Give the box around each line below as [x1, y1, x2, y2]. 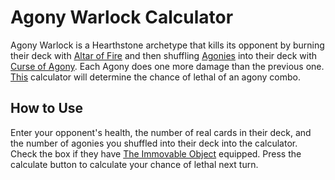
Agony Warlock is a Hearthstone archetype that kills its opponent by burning [10, 39, 325, 51]
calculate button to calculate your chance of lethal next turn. [10, 158, 259, 170]
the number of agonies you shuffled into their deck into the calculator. [10, 137, 298, 149]
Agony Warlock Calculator [10, 6, 234, 29]
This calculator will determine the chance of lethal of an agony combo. [10, 71, 301, 83]
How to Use [10, 100, 84, 117]
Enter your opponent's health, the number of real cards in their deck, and [10, 126, 312, 138]
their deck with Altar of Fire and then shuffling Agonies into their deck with [10, 49, 318, 61]
